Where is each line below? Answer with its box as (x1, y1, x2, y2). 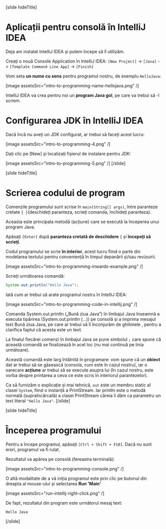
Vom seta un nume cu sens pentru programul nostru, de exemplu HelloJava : (5, 73, 161, 79)
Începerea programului (5, 425, 102, 436)
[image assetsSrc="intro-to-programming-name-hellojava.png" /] (5, 82, 139, 88)
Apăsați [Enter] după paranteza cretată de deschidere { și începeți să (5, 233, 151, 239)
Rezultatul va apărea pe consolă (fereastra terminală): (5, 456, 115, 462)
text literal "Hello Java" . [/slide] (5, 397, 71, 404)
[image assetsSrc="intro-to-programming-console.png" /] (5, 465, 124, 471)
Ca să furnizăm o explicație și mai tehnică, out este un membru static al (5, 382, 151, 388)
